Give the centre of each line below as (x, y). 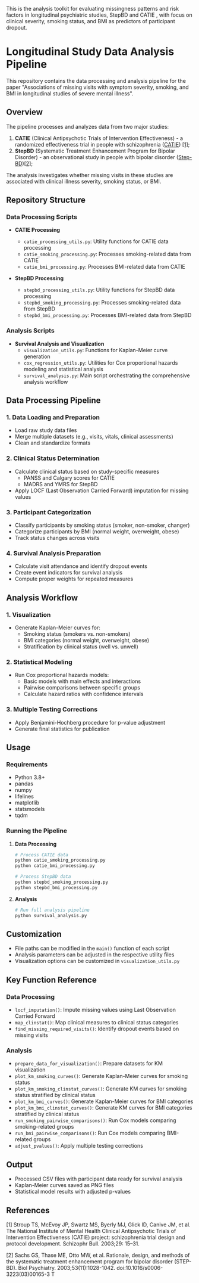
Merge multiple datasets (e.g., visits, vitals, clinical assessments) (94, 437)
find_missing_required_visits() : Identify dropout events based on (97, 1029)
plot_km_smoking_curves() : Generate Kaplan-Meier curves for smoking (101, 1076)
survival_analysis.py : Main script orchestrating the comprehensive (107, 375)
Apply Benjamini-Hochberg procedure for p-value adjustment (90, 722)
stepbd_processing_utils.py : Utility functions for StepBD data (99, 290)
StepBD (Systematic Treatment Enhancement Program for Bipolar (95, 151)
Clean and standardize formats (53, 443)
